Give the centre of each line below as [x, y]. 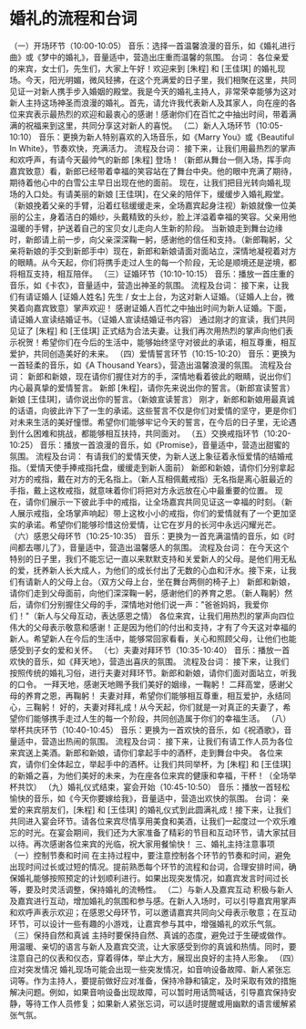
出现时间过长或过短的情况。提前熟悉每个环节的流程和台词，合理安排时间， [149, 867]
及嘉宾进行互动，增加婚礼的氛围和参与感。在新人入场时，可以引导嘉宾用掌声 [153, 900]
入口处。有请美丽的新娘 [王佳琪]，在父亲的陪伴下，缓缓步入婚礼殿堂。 [157, 193]
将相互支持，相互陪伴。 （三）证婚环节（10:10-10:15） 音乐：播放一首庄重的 [152, 274]
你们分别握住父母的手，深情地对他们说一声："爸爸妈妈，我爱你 [151, 604]
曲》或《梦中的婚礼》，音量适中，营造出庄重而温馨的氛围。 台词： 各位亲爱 [149, 57]
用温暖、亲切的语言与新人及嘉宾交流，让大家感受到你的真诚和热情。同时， [149, 946]
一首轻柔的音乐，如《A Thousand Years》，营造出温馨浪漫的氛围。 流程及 [147, 365]
